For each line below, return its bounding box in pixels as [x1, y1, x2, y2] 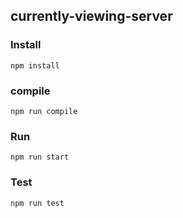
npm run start [10, 152, 70, 163]
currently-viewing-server [10, 8, 173, 25]
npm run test [10, 198, 65, 208]
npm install [10, 60, 60, 71]
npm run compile [10, 106, 78, 116]
